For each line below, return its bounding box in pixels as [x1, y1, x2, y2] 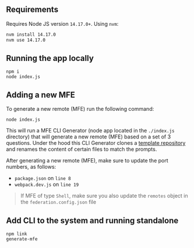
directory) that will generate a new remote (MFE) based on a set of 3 [6, 133, 171, 140]
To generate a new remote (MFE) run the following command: [6, 106, 154, 113]
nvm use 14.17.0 [6, 37, 46, 43]
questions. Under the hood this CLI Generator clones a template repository [6, 140, 186, 147]
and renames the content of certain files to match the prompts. [6, 146, 157, 153]
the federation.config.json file [20, 199, 96, 206]
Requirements [6, 5, 58, 15]
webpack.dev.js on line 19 [14, 181, 79, 188]
